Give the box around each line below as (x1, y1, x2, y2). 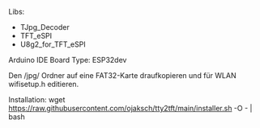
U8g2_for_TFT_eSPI (19, 39, 87, 49)
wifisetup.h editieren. (8, 80, 79, 89)
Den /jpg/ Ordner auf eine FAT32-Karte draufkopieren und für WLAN (8, 71, 237, 80)
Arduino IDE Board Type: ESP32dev (8, 56, 127, 64)
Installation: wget (8, 95, 66, 104)
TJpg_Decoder (19, 23, 70, 31)
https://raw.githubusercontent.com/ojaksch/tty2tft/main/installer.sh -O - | (8, 104, 253, 113)
